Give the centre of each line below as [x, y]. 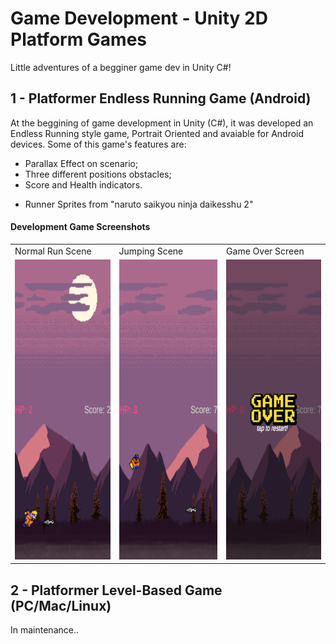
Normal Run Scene [53, 251]
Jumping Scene [151, 251]
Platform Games [79, 39]
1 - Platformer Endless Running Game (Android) [161, 98]
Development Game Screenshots [80, 227]
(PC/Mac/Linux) [61, 605]
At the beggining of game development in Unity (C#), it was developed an [162, 123]
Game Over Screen [265, 251]
